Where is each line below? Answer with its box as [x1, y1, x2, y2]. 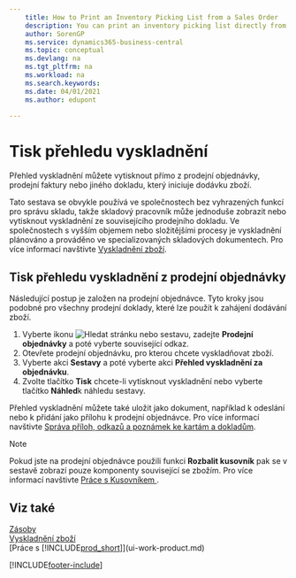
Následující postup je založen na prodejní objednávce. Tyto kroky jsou [9, 293, 264, 304]
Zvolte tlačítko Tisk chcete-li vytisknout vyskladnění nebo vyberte [21, 376, 263, 387]
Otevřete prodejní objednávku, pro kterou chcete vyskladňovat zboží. [21, 348, 274, 358]
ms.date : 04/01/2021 [25, 87, 101, 96]
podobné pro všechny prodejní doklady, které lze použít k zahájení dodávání [9, 303, 287, 313]
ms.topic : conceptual [25, 46, 104, 55]
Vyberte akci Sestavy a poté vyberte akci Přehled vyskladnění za [21, 358, 263, 368]
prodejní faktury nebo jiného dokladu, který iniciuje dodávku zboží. [9, 180, 252, 190]
